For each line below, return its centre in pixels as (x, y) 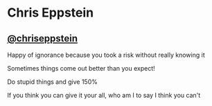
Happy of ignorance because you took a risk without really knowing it (106, 55)
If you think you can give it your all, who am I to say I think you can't (104, 95)
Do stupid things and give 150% (53, 82)
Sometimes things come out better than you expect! (81, 68)
